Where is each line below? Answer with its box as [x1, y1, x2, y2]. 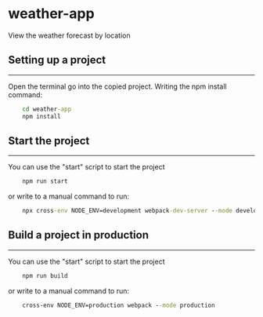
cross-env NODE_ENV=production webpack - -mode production [22, 301, 215, 309]
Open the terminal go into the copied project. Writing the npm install [8, 82, 227, 91]
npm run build [22, 271, 68, 279]
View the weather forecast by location [8, 31, 131, 40]
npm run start [22, 177, 68, 185]
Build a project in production [8, 228, 149, 242]
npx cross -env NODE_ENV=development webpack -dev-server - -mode [22, 207, 233, 215]
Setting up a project [8, 53, 106, 67]
